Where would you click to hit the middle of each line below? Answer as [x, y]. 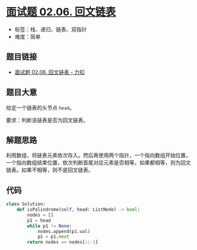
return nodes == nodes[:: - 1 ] [63, 242]
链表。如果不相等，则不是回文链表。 [50, 170]
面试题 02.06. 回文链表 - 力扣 [50, 72]
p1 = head [39, 220]
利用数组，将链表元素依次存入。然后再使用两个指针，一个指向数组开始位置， [98, 155]
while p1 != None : [50, 226]
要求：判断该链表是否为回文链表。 [47, 120]
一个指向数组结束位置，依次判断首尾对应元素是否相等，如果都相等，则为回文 [98, 163]
